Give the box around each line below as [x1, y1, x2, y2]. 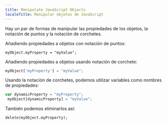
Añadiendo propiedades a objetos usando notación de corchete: [5, 59, 138, 64]
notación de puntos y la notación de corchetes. [5, 31, 102, 37]
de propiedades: [5, 82, 39, 88]
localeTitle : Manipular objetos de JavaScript [5, 12, 104, 17]
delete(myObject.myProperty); [5, 115, 68, 121]
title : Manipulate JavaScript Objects [5, 7, 86, 12]
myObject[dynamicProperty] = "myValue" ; [7, 97, 93, 102]
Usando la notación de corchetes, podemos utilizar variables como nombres [5, 77, 162, 83]
